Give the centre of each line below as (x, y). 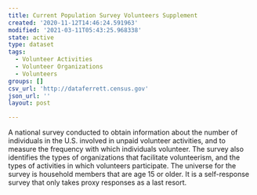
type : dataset (31, 45)
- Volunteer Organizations (59, 67)
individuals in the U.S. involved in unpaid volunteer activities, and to (117, 141)
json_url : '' (29, 96)
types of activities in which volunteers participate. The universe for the (122, 166)
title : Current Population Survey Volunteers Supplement (103, 15)
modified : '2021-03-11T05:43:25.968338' (75, 30)
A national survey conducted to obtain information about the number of (123, 132)
